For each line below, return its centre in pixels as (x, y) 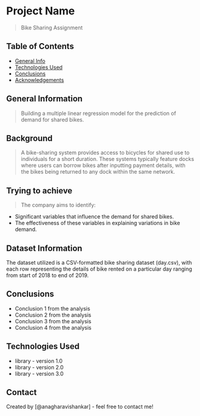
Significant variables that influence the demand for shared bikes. (94, 217)
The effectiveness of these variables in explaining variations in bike (97, 223)
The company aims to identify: (58, 205)
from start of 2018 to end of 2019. (47, 275)
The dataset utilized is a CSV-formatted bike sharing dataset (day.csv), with (99, 262)
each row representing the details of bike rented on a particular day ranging (99, 269)
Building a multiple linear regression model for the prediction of (98, 113)
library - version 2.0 (39, 367)
